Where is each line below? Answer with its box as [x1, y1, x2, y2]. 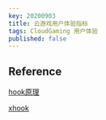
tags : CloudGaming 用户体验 [8, 27, 99, 35]
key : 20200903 [8, 11, 57, 20]
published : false [8, 34, 67, 43]
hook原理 [8, 87, 40, 97]
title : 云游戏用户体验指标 [8, 19, 89, 28]
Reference [8, 64, 62, 78]
